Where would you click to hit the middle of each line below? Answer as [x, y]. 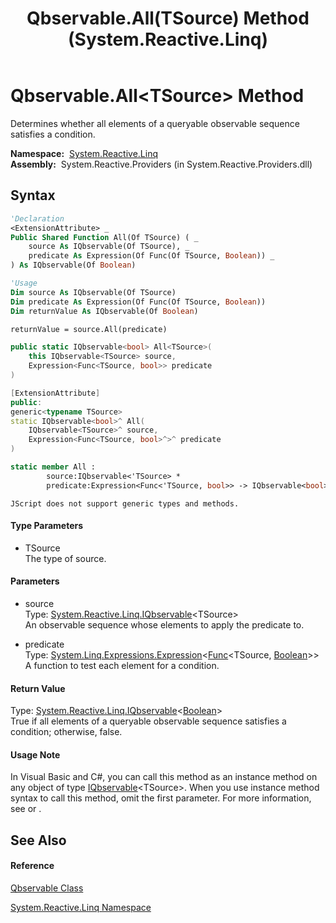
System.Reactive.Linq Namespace [81, 908]
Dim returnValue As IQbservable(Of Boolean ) [104, 311]
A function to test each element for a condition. [122, 666]
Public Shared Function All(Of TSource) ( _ [104, 237]
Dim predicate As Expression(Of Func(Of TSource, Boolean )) [138, 302]
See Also [38, 840]
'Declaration [37, 218]
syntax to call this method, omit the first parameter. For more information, [161, 798]
